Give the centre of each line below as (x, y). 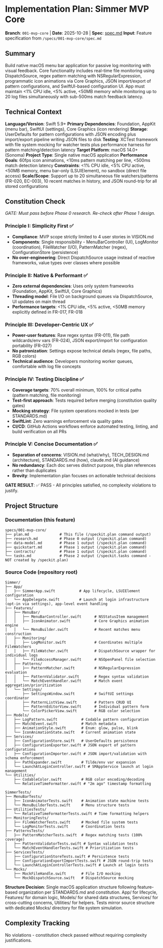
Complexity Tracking (37, 923)
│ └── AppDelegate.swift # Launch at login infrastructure (77, 600)
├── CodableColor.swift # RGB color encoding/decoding (79, 779)
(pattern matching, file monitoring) (46, 395)
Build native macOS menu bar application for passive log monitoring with (78, 65)
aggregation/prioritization (34, 685)
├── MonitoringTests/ (27, 818)
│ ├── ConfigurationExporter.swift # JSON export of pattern (71, 745)
